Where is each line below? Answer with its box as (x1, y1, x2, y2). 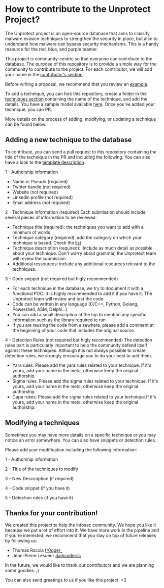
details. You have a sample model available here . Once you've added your (5, 101, 155, 107)
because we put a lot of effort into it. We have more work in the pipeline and (5, 527, 159, 533)
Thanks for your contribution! (5, 509, 98, 517)
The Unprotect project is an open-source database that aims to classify (5, 30, 150, 36)
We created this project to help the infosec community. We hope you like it (5, 522, 156, 528)
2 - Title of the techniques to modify (5, 466, 79, 472)
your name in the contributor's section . (5, 71, 84, 77)
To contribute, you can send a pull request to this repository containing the (5, 148, 157, 154)
